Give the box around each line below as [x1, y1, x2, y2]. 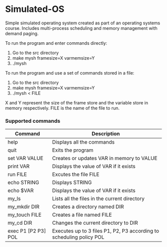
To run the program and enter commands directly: [5, 40, 107, 46]
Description [91, 130, 120, 137]
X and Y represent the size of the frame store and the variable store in [5, 99, 148, 105]
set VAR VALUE [7, 155, 44, 162]
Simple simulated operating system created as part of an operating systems [5, 20, 161, 26]
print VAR [7, 163, 30, 170]
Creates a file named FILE [52, 211, 112, 218]
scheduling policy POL [52, 234, 104, 241]
